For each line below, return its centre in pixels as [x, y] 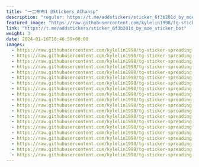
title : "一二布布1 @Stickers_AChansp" [52, 12]
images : [16, 45]
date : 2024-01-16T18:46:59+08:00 [47, 39]
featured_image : [26, 23]
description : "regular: [36, 17]
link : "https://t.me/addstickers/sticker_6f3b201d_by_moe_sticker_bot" [96, 28]
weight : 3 [18, 34]
